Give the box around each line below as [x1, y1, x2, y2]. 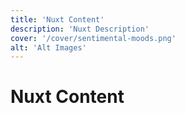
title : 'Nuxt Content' [10, 14, 105, 25]
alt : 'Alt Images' [10, 42, 87, 53]
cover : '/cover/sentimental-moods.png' [10, 33, 177, 43]
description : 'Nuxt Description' [10, 24, 150, 34]
